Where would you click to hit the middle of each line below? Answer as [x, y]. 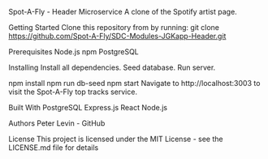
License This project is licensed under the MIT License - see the [116, 139]
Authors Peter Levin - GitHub [57, 123]
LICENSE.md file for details [54, 148]
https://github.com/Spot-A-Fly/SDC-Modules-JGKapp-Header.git [117, 36]
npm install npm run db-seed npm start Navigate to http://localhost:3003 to [134, 83]
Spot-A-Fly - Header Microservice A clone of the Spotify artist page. [123, 12]
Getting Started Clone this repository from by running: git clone [114, 27]
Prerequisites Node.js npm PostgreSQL [74, 52]
